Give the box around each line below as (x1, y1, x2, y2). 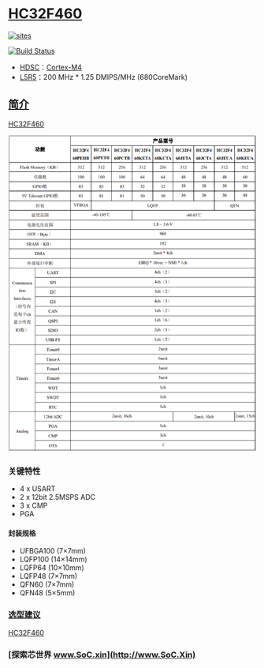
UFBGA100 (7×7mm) (19, 546, 87, 556)
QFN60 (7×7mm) (19, 580, 75, 589)
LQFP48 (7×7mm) (19, 572, 78, 581)
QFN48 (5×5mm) (19, 588, 76, 598)
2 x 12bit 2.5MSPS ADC (19, 493, 96, 502)
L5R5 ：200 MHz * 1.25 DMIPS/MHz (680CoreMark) (19, 72, 188, 81)
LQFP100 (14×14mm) (19, 554, 88, 565)
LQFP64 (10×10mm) (19, 563, 84, 572)
